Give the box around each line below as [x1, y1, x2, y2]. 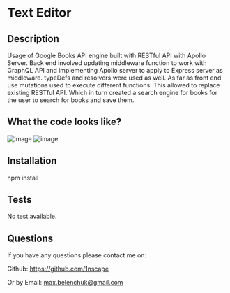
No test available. [7, 212, 57, 221]
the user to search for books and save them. [7, 96, 135, 104]
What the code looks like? [7, 116, 122, 128]
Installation [7, 155, 57, 167]
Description [7, 33, 59, 45]
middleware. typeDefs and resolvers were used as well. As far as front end [7, 73, 222, 82]
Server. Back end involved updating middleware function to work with [7, 59, 207, 67]
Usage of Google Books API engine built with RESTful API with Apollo [7, 51, 206, 59]
